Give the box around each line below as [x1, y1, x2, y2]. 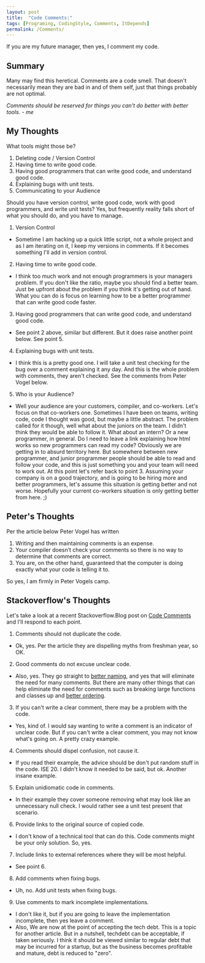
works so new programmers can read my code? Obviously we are [15, 441, 182, 448]
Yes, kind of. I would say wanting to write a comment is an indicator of [15, 722, 193, 729]
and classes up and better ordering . [15, 691, 106, 699]
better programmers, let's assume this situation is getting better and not [15, 480, 198, 488]
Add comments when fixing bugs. [15, 875, 101, 882]
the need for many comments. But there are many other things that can [15, 678, 195, 686]
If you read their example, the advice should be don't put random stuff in [15, 759, 199, 766]
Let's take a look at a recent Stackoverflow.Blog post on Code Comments [6, 612, 191, 619]
